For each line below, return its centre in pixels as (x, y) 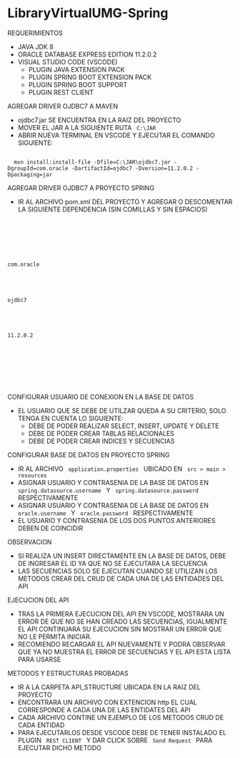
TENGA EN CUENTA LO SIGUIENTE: (70, 419)
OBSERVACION (30, 542)
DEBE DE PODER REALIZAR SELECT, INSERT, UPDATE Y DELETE (124, 426)
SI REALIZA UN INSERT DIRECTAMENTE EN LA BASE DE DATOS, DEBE (122, 556)
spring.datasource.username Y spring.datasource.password (108, 490)
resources (32, 476)
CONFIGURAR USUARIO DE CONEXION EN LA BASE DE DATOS (101, 397)
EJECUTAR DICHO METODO (60, 748)
